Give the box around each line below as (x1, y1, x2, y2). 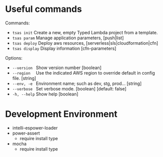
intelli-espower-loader (12, 125, 58, 131)
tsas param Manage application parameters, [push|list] (12, 35, 124, 41)
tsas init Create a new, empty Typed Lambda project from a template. (12, 29, 158, 35)
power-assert (12, 130, 40, 136)
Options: (5, 55, 23, 61)
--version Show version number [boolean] (12, 65, 102, 71)
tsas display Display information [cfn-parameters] (12, 45, 116, 51)
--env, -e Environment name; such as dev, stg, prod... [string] (12, 80, 142, 86)
